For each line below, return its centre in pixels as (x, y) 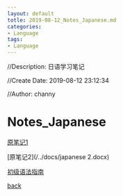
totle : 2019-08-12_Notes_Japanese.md (62, 20)
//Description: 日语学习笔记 (46, 66)
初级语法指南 (25, 172)
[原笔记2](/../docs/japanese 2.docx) (58, 156)
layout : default (31, 14)
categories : (24, 26)
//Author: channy (31, 94)
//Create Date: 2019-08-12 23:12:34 (58, 80)
